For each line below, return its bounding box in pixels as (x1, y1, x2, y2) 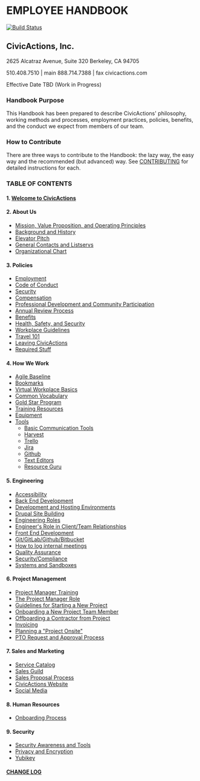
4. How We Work (6, 359, 50, 367)
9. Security (6, 728, 35, 735)
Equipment (15, 411, 42, 419)
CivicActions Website (15, 680, 68, 688)
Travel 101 (15, 333, 40, 340)
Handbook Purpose (6, 96, 65, 104)
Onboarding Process (15, 714, 66, 722)
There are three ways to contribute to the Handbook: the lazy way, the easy (6, 151, 195, 159)
